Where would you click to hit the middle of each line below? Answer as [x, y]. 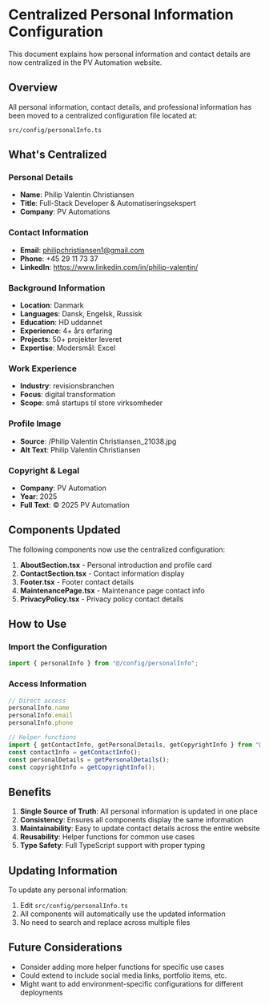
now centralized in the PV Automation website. [85, 62]
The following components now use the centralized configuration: [117, 549]
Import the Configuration [58, 647]
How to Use [38, 624]
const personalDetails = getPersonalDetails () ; [89, 760]
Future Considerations [65, 948]
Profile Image [35, 424]
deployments [42, 992]
